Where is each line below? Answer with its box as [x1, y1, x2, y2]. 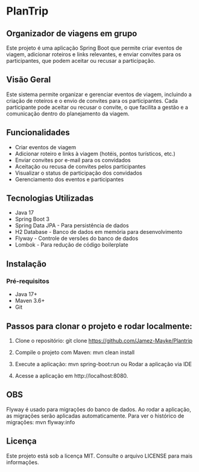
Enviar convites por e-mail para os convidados [14, 156, 131, 164]
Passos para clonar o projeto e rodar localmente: [6, 321, 193, 331]
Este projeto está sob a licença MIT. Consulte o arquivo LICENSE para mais [6, 452, 193, 459]
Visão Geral [6, 74, 51, 85]
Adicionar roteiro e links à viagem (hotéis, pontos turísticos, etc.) [14, 150, 176, 157]
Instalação [6, 259, 47, 269]
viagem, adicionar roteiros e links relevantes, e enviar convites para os [6, 51, 182, 58]
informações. [6, 458, 39, 466]
